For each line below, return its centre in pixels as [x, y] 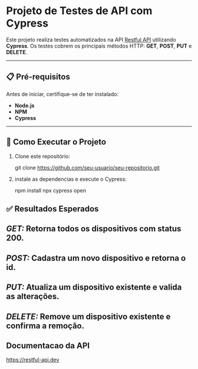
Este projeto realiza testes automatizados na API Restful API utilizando [91, 39]
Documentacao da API [48, 345]
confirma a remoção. [45, 326]
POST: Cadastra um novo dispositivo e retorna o [96, 258]
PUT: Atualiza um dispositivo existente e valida [94, 287]
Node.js [24, 105]
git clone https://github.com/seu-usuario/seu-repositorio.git [87, 167]
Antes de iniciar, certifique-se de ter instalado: [62, 94]
